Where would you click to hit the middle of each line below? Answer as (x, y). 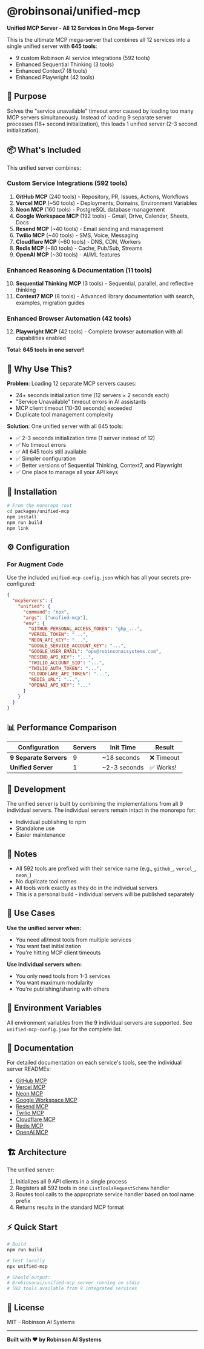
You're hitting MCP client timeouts (58, 952)
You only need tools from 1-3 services (63, 976)
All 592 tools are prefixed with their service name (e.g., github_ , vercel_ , (106, 868)
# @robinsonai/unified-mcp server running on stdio (73, 1283)
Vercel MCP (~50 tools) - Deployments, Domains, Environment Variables (106, 203)
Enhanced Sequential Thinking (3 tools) (65, 64)
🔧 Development (36, 789)
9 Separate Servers (38, 758)
